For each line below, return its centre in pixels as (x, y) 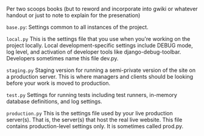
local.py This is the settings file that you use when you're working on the (98, 39)
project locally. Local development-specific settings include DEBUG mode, (100, 45)
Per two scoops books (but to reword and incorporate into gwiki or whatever (102, 9)
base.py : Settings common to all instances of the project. (77, 27)
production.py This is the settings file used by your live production (90, 113)
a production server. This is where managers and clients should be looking (100, 77)
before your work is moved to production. (58, 83)
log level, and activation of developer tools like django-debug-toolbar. (94, 52)
